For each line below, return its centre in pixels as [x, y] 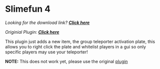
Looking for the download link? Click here [47, 23]
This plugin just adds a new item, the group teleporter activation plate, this [80, 41]
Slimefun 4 [28, 9]
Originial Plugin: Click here [32, 32]
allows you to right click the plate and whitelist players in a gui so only [76, 46]
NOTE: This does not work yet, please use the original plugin [67, 61]
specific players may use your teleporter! [47, 52]
